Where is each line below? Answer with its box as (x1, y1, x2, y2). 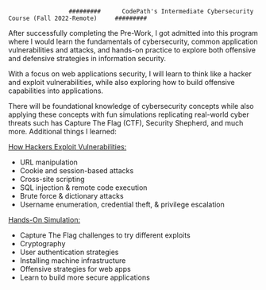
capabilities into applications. (8, 86, 104, 95)
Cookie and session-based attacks (19, 166, 134, 175)
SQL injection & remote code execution (19, 183, 148, 192)
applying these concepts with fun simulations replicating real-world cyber (8, 110, 250, 119)
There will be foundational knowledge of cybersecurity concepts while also (8, 102, 254, 110)
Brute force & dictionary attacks (19, 191, 125, 200)
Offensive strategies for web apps (19, 265, 131, 273)
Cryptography (19, 239, 66, 248)
